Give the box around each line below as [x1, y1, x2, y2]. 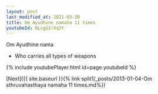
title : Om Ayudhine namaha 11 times [6, 19, 96, 25]
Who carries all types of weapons [14, 52, 96, 59]
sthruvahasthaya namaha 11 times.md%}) [6, 82, 106, 89]
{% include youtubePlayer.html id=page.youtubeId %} [6, 64, 137, 71]
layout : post [6, 8, 38, 15]
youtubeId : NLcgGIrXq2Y [6, 25, 65, 31]
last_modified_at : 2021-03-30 [6, 14, 80, 20]
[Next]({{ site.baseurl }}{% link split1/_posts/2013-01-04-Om [6, 75, 153, 82]
